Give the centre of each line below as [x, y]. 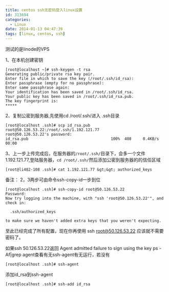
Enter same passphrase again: [38, 88]
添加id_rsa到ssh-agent [29, 274]
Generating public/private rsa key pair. [50, 74]
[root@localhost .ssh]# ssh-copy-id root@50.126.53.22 [65, 190]
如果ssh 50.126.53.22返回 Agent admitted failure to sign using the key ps [82, 248]
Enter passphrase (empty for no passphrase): [55, 83]
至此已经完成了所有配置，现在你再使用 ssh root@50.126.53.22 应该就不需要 [84, 231]
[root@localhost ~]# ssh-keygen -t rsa [48, 70]
